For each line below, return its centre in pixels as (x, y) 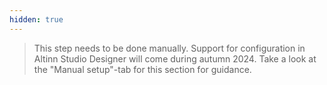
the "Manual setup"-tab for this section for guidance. (142, 69)
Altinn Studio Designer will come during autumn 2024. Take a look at (175, 58)
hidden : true (36, 19)
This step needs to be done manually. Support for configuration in (169, 48)
